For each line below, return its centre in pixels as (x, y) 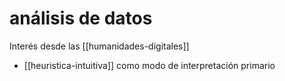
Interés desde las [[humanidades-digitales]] (99, 46)
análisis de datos (81, 18)
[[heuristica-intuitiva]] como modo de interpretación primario (149, 65)
